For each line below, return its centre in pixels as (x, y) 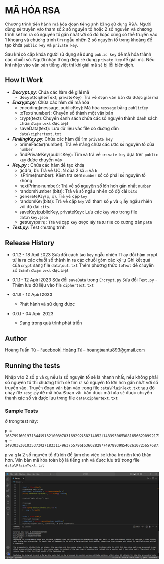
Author (16, 338)
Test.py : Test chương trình (39, 227)
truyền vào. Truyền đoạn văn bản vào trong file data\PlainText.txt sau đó (80, 388)
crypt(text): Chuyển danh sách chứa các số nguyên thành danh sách (88, 118)
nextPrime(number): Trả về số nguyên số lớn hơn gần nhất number (85, 186)
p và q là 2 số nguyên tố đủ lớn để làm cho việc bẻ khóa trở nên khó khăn (78, 455)
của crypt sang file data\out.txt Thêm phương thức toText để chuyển (83, 265)
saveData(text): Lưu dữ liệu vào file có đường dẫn (69, 128)
